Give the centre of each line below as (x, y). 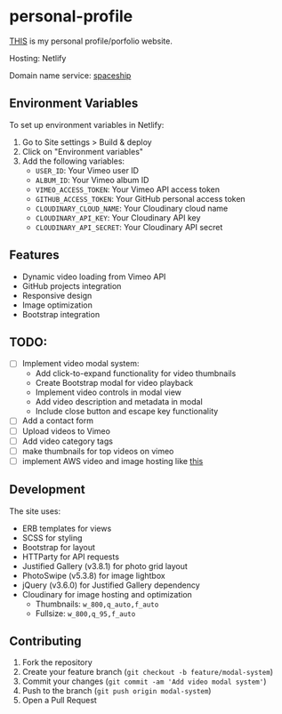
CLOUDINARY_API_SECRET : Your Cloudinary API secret (129, 227)
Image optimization (57, 305)
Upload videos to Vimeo (66, 431)
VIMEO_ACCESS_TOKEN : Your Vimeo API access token (128, 189)
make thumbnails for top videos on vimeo (98, 451)
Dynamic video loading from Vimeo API (94, 277)
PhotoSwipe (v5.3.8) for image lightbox (94, 575)
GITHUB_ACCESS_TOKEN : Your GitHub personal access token (141, 198)
